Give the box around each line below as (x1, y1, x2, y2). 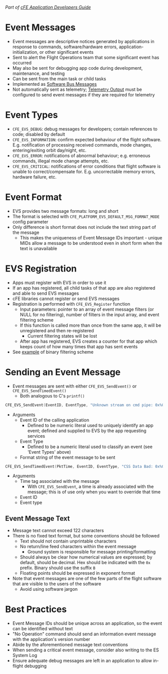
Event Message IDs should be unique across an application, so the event (12, 620, 162, 626)
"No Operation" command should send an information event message (12, 631, 156, 637)
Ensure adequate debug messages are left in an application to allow (12, 657, 152, 664)
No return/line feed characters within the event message (19, 544, 136, 550)
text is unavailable (19, 245, 57, 251)
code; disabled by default (12, 131, 65, 137)
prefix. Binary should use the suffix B (19, 565, 96, 571)
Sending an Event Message (5, 366, 121, 378)
